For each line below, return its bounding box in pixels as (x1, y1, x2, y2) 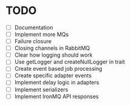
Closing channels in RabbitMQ (14, 44, 90, 52)
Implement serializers (14, 86, 69, 93)
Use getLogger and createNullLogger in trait (14, 58, 126, 66)
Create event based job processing (14, 65, 102, 72)
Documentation (14, 24, 53, 31)
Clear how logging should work (14, 51, 93, 58)
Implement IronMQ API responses (14, 93, 99, 100)
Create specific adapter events (14, 72, 92, 79)
